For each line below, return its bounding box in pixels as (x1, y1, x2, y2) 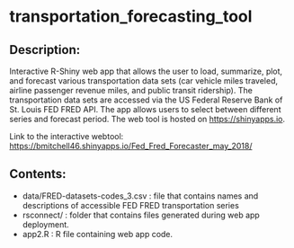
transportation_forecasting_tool (9, 6, 253, 27)
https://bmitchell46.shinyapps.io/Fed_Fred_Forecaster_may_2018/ (9, 141, 253, 151)
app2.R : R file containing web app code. (22, 228, 174, 239)
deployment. (22, 218, 69, 230)
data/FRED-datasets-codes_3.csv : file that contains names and (22, 190, 259, 201)
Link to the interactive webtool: (9, 131, 124, 141)
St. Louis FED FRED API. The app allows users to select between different (9, 104, 281, 114)
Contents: (9, 166, 67, 182)
